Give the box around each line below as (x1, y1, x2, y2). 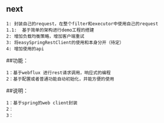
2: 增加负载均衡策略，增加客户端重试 (6, 33, 84, 39)
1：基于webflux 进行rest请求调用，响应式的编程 (6, 69, 111, 75)
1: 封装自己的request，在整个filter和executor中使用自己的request (6, 21, 159, 26)
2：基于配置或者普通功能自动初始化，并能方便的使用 (6, 76, 114, 82)
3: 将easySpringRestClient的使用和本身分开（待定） (6, 39, 124, 45)
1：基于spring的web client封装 (6, 99, 78, 106)
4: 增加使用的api (6, 46, 44, 52)
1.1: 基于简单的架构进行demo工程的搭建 (6, 27, 94, 33)
